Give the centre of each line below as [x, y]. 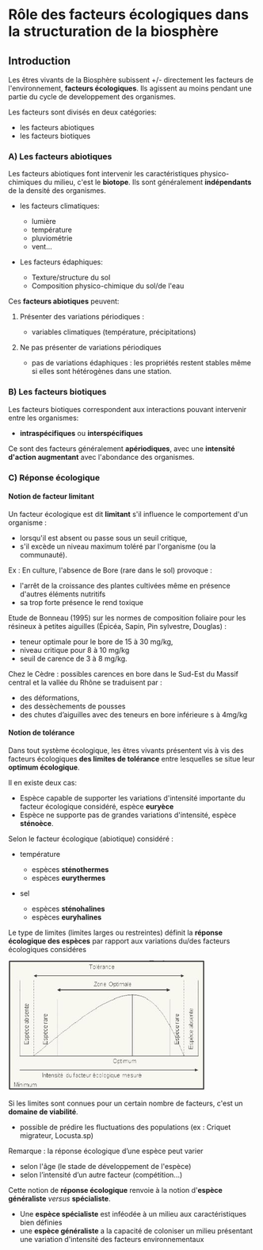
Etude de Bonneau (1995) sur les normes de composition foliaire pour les [127, 618]
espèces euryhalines [67, 917]
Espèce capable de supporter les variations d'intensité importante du [132, 798]
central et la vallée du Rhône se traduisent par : [85, 682]
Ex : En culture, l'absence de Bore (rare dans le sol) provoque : [110, 570]
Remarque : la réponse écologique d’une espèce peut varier [106, 1151]
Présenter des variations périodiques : [82, 317]
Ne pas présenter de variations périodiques [90, 348]
